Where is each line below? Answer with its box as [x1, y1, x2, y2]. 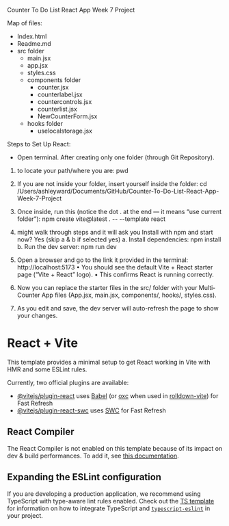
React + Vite [7, 335, 79, 351]
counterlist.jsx [37, 105, 77, 113]
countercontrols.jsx [37, 98, 92, 105]
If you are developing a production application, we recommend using [7, 489, 201, 498]
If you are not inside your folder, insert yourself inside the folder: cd [16, 180, 207, 187]
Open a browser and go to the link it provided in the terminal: [16, 256, 189, 264]
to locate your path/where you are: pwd [16, 167, 129, 174]
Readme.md [16, 40, 51, 47]
